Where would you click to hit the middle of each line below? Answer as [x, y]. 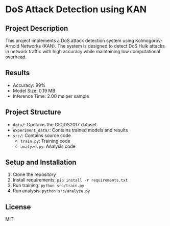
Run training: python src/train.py [48, 186]
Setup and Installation [41, 162]
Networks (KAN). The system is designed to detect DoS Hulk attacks [92, 46]
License [18, 207]
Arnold [12, 46]
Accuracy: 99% [29, 85]
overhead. [16, 57]
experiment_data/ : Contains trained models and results [70, 130]
